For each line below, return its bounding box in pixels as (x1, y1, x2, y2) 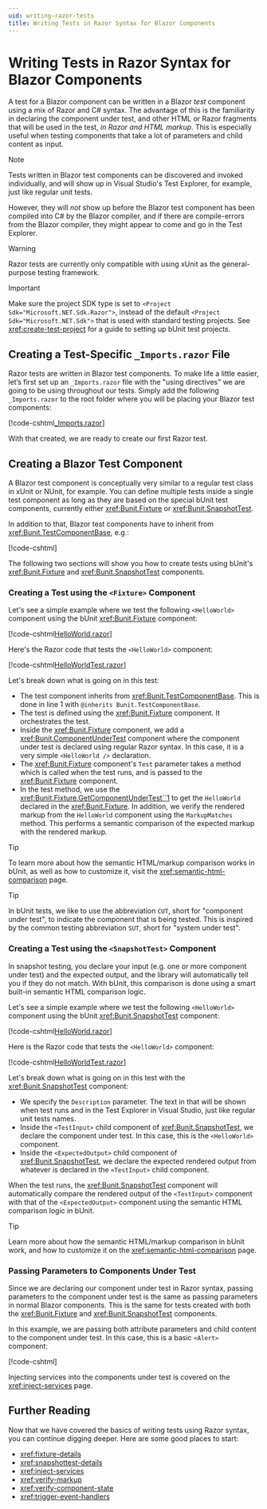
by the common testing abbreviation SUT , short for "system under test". (8, 923, 241, 932)
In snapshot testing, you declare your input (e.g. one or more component (8, 961, 247, 971)
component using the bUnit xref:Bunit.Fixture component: (8, 613, 198, 624)
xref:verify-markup (19, 1475, 82, 1484)
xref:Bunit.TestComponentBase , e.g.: (8, 528, 129, 537)
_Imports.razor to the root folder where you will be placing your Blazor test (8, 394, 255, 404)
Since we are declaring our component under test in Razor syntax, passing (8, 1283, 253, 1292)
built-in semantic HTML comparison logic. (8, 987, 146, 996)
